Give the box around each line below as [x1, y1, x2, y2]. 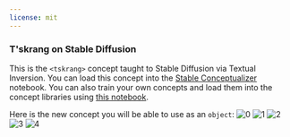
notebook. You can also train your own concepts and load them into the [9, 81, 273, 92]
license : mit [9, 13, 58, 22]
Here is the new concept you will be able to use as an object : [9, 108, 235, 119]
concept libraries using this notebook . [9, 91, 149, 102]
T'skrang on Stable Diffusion [9, 42, 137, 55]
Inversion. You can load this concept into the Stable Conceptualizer [9, 73, 258, 83]
